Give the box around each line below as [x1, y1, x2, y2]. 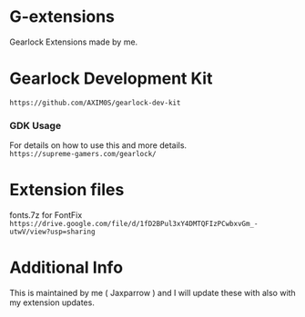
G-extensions [9, 6, 116, 27]
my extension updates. [9, 297, 96, 308]
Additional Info [9, 257, 124, 278]
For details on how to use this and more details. [9, 140, 188, 151]
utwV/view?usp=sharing [9, 227, 96, 237]
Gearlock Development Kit [9, 68, 213, 89]
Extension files [9, 180, 125, 201]
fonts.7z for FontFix [9, 210, 83, 221]
